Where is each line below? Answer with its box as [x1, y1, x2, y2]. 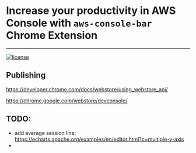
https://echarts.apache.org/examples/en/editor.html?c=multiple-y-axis [14, 136, 184, 143]
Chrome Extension [6, 29, 98, 42]
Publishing [6, 70, 46, 80]
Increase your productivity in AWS [6, 4, 176, 17]
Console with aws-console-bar [6, 16, 152, 30]
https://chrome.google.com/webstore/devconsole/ [6, 97, 128, 104]
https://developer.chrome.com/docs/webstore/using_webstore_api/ [6, 86, 168, 92]
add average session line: [14, 129, 76, 136]
